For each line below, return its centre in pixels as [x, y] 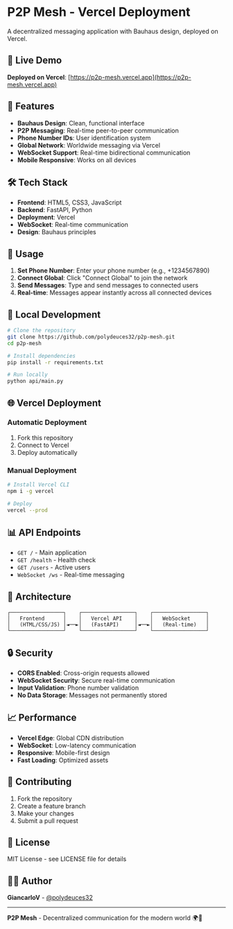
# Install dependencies [42, 356]
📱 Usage [25, 254]
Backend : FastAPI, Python [54, 210]
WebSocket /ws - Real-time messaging [71, 575]
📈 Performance [42, 718]
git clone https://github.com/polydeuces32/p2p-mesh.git [91, 337]
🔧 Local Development [54, 314]
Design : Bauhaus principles [57, 232]
